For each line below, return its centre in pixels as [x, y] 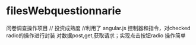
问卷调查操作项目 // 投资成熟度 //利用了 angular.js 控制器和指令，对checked [98, 28]
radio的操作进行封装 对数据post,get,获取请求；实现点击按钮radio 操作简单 [96, 35]
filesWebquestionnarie [64, 11]
